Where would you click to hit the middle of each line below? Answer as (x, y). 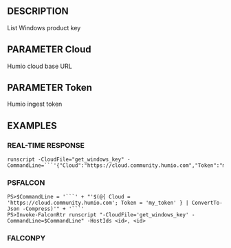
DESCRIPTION (38, 11)
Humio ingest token (35, 104)
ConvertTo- (207, 203)
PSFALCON (26, 183)
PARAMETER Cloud (49, 50)
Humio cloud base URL (40, 66)
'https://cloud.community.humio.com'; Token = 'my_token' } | (98, 203)
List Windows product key (44, 27)
